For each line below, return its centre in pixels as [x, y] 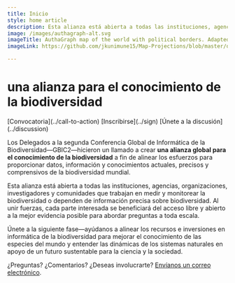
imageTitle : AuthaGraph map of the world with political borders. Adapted [119, 40]
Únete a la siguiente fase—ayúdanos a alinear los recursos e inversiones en [116, 229]
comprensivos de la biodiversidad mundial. [69, 172]
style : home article [37, 20]
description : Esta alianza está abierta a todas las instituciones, [109, 27]
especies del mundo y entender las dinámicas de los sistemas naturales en [115, 244]
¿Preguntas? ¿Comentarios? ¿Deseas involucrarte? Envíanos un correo [109, 265]
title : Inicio [28, 14]
